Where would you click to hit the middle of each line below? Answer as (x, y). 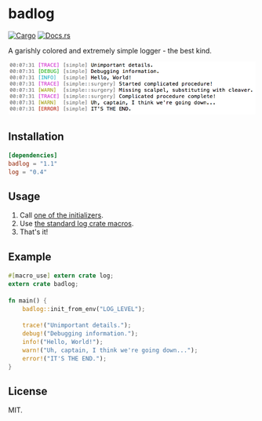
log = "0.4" (27, 172)
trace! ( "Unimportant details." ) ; (77, 326)
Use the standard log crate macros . (76, 224)
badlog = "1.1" (33, 163)
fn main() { (27, 300)
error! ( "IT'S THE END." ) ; (65, 358)
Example (30, 256)
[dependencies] (33, 155)
